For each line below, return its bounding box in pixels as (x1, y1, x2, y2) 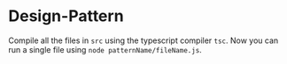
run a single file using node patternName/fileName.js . (8, 44, 203, 54)
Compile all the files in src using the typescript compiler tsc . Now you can (8, 35, 279, 46)
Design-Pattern (8, 6, 125, 26)
